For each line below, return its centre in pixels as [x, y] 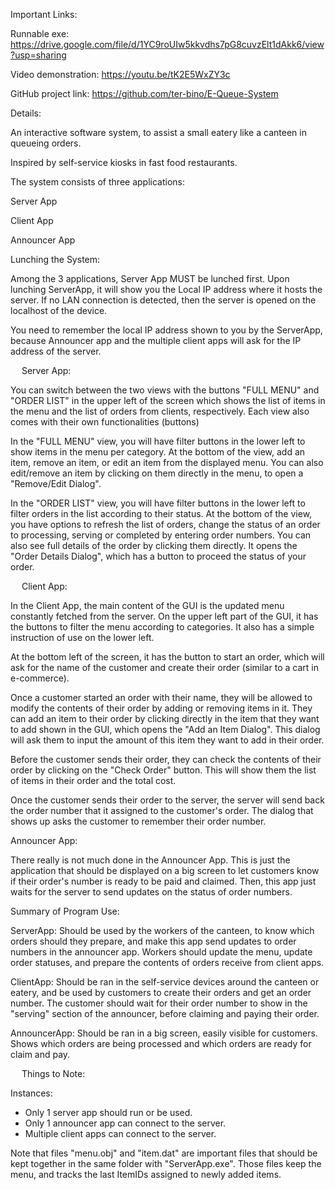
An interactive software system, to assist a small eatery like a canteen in [158, 132]
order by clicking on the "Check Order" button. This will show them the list [163, 770]
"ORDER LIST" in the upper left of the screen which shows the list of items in [168, 400]
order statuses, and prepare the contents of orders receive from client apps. [167, 962]
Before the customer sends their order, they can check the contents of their [166, 759]
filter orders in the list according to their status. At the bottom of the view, [161, 513]
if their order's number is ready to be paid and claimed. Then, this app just [163, 881]
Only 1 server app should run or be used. [108, 1112]
